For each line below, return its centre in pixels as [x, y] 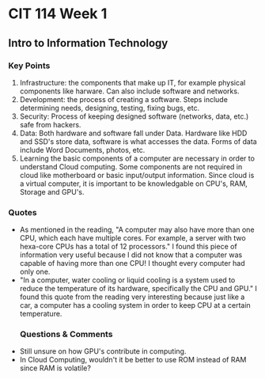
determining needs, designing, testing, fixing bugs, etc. [110, 108]
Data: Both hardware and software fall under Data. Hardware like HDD [133, 133]
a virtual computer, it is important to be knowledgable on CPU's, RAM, [133, 184]
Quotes [23, 212]
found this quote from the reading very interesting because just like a [132, 297]
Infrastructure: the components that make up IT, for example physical [132, 82]
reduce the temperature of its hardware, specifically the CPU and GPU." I [138, 289]
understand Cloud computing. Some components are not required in [131, 166]
